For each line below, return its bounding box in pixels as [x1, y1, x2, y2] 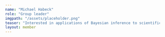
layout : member [5, 25, 36, 30]
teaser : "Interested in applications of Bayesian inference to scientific [5, 20, 162, 25]
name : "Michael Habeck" [5, 7, 54, 12]
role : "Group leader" [5, 12, 50, 16]
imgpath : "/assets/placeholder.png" [5, 16, 80, 21]
